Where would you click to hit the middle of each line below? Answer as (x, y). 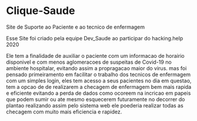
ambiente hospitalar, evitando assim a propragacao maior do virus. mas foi (96, 68)
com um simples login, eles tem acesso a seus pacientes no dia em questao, (99, 81)
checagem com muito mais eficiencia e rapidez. (64, 112)
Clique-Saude (41, 11)
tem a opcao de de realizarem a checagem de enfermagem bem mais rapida (99, 87)
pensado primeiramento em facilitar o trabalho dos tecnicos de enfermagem (98, 74)
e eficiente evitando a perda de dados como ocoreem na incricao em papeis (98, 93)
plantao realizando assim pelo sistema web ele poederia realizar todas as (95, 105)
